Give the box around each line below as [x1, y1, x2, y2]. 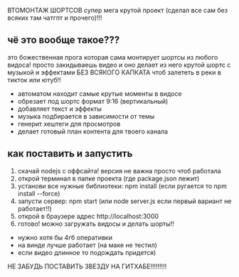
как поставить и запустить [7, 148, 133, 160]
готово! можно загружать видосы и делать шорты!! [17, 219, 174, 228]
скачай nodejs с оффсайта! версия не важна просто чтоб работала [17, 166, 222, 175]
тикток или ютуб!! [7, 75, 62, 84]
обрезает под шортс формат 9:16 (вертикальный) [17, 97, 169, 105]
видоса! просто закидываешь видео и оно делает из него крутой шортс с [7, 60, 231, 69]
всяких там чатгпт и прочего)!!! [7, 13, 102, 22]
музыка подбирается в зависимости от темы [17, 112, 155, 120]
